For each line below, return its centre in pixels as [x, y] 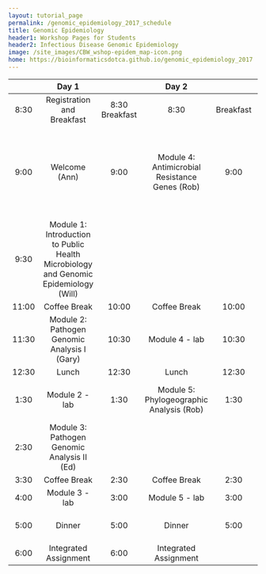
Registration [68, 100]
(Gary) [68, 359]
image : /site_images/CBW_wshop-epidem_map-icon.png [95, 52]
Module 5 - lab [177, 497]
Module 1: [68, 224]
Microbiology [68, 264]
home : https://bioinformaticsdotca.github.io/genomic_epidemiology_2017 [131, 60]
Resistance [176, 177]
